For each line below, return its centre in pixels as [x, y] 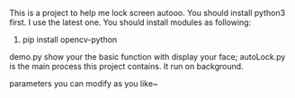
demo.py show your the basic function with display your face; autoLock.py [147, 57]
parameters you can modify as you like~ [84, 83]
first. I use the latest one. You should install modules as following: [130, 22]
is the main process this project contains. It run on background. [127, 66]
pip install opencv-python [70, 40]
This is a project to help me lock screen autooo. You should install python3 [147, 13]
